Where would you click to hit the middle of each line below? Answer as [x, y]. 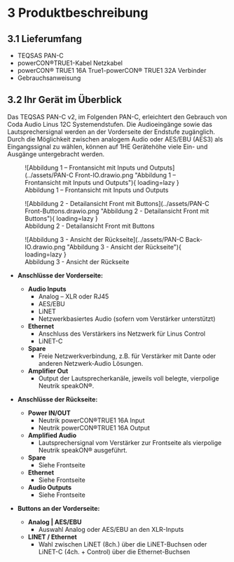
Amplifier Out [48, 371]
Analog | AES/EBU [55, 522]
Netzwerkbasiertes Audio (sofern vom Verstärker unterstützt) [127, 318]
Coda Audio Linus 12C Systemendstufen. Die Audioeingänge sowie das [110, 124]
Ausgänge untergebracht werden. [56, 154]
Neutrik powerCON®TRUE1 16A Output [94, 427]
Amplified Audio [52, 435]
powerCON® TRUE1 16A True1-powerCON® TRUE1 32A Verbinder [112, 70]
